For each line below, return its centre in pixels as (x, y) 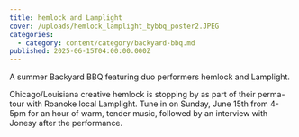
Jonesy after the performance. (66, 123)
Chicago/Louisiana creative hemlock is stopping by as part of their (132, 95)
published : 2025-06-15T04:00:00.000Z (80, 51)
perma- (271, 95)
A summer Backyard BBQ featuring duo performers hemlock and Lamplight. (150, 77)
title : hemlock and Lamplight (66, 18)
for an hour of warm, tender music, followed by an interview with (148, 114)
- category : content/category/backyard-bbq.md (106, 43)
